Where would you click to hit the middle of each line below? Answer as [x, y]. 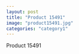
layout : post [22, 12]
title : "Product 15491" [36, 17]
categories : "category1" [37, 28]
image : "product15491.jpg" [40, 23]
